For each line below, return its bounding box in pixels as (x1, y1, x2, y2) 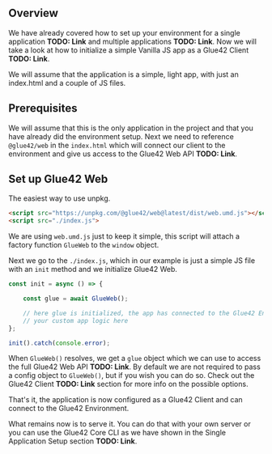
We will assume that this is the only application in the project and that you (8, 123, 253, 133)
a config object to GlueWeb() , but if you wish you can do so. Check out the (8, 371, 255, 380)
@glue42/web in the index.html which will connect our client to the (8, 140, 226, 150)
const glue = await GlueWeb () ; (23, 295, 129, 303)
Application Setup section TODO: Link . (8, 436, 138, 446)
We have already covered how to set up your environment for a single (8, 28, 240, 37)
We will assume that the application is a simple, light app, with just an (8, 69, 239, 79)
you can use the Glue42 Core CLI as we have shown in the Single (8, 428, 227, 438)
